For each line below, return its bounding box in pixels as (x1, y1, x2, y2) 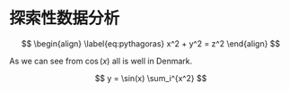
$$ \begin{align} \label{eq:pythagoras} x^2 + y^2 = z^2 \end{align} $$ (21, 38, 281, 49)
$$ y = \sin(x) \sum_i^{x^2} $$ (94, 72, 207, 83)
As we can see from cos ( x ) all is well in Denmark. (9, 55, 193, 66)
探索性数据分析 (9, 8, 120, 29)
